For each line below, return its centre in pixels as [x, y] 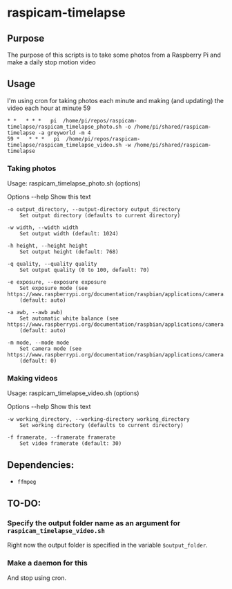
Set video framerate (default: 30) [71, 444]
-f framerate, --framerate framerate [61, 437]
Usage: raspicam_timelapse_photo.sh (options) [74, 183]
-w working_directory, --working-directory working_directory [98, 419]
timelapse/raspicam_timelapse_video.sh [65, 145]
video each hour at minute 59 [49, 108]
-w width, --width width [43, 228]
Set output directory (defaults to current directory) [100, 216]
